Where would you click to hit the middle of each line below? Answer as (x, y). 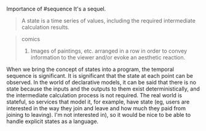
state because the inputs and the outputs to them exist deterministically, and (103, 89)
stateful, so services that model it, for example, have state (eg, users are (98, 102)
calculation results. (45, 27)
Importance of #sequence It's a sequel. (56, 9)
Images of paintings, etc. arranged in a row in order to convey (109, 51)
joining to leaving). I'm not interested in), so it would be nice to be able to (99, 115)
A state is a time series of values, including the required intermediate (108, 21)
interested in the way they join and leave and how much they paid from (96, 108)
